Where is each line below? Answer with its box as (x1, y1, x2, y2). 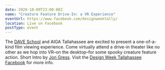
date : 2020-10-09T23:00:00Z (5, 7, 63, 12)
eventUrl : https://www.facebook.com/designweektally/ (5, 16, 118, 21)
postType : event (5, 25, 38, 30)
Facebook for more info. (5, 60, 54, 66)
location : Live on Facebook (5, 21, 63, 26)
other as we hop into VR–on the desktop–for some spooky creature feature (5, 49, 157, 55)
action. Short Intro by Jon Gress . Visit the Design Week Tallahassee (5, 54, 142, 60)
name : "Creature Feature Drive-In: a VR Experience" (5, 12, 116, 17)
